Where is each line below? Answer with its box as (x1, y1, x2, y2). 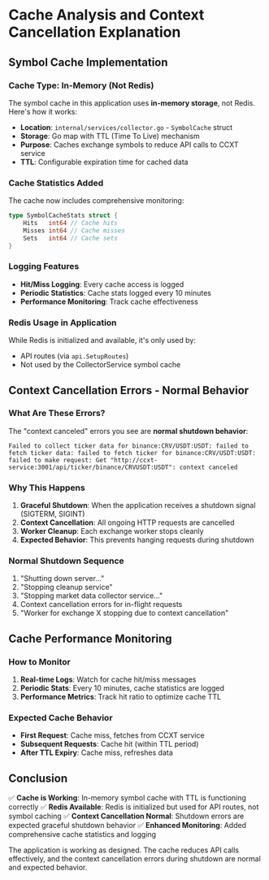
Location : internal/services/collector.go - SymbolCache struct (20, 122, 233, 132)
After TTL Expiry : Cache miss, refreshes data (20, 748, 173, 757)
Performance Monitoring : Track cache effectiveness (20, 297, 199, 306)
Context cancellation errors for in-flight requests (20, 600, 183, 609)
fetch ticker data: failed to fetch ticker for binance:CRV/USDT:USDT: (8, 449, 256, 457)
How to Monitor (8, 656, 71, 667)
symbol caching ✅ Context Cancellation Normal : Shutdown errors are (8, 811, 245, 821)
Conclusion (8, 771, 68, 785)
